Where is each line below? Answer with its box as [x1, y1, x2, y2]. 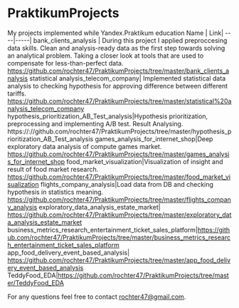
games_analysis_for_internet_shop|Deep [95, 134, 213, 143]
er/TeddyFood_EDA [7, 278, 64, 287]
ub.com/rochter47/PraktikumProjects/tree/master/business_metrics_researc [7, 233, 231, 242]
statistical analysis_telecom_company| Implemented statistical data [29, 73, 226, 83]
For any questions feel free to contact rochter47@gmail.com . [7, 292, 186, 301]
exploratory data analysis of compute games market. [7, 142, 162, 150]
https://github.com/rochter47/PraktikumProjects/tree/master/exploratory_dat [7, 210, 232, 219]
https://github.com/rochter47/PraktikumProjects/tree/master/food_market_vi [7, 173, 231, 181]
